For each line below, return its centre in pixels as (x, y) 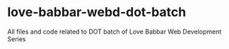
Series (17, 38)
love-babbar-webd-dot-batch (97, 12)
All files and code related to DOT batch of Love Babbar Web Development (114, 31)
